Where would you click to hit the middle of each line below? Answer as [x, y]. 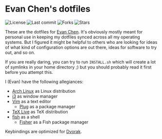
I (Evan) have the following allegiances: [44, 82]
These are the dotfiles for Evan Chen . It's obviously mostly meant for [74, 32]
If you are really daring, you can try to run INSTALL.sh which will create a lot [81, 62]
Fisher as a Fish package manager [54, 122]
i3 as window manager [35, 96]
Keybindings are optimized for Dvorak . [44, 131]
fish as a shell [26, 117]
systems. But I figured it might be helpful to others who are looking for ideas [81, 42]
